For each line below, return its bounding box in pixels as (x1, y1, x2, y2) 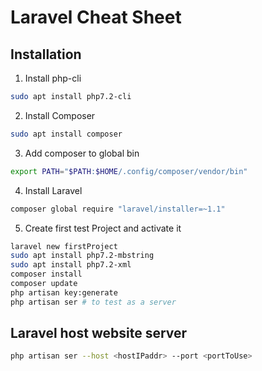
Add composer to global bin (24, 147, 140, 159)
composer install (10, 269, 83, 280)
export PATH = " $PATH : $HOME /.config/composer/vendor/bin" (10, 166, 248, 176)
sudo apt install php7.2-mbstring (10, 251, 155, 261)
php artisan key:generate (10, 287, 118, 298)
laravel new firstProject (10, 241, 118, 251)
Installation (10, 46, 82, 63)
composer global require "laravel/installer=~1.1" (10, 204, 226, 214)
